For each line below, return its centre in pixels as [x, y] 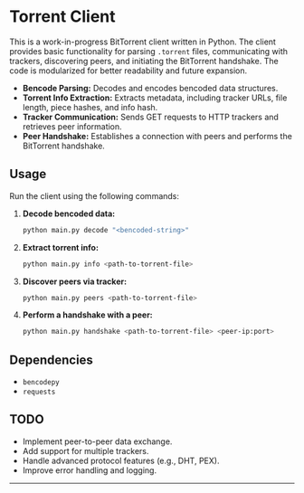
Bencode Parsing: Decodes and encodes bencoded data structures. [150, 88]
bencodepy [41, 383]
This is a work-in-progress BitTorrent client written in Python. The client [142, 42]
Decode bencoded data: [69, 213]
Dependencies [51, 360]
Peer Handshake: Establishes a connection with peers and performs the [157, 136]
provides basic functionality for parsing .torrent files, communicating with [148, 51]
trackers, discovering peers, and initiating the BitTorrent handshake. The [144, 61]
